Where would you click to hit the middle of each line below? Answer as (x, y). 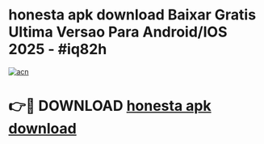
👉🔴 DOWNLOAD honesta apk (110, 106)
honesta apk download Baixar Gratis (132, 15)
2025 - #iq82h (58, 49)
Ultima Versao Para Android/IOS (118, 32)
